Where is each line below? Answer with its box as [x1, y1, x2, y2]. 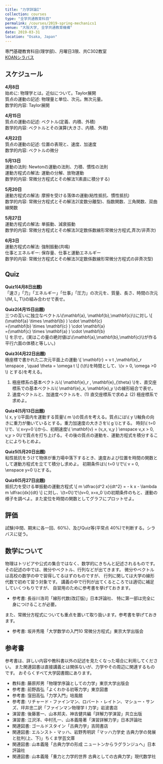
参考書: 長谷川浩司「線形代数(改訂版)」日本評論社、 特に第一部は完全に [12, 595, 155, 601]
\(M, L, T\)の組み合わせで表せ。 [5, 296, 68, 302]
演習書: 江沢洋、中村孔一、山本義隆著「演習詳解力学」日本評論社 [12, 717, 142, 723]
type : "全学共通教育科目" [5, 16, 52, 21]
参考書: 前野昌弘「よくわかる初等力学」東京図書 [12, 686, 108, 692]
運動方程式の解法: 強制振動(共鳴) [5, 243, 70, 249]
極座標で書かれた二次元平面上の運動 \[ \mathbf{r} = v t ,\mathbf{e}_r [5, 356, 142, 362]
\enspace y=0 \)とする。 [5, 467, 54, 473]
